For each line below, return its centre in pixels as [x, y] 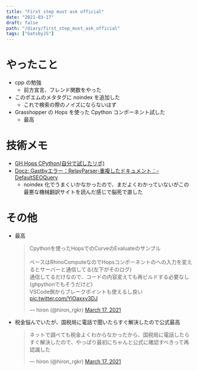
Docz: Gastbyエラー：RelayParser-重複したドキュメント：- [87, 171]
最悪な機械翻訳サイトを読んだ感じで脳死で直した [83, 192]
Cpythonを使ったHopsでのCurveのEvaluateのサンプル [95, 248]
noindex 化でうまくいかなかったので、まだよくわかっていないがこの [106, 184]
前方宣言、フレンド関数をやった [62, 90]
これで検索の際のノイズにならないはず [70, 105]
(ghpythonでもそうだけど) [61, 284]
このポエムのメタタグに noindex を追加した [67, 97]
